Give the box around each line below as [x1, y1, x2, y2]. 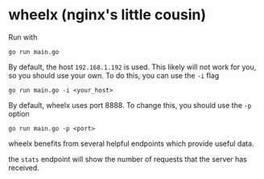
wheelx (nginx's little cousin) [8, 6, 207, 24]
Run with [8, 32, 38, 42]
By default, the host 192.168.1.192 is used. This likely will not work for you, [8, 62, 257, 72]
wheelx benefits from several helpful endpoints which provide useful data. [8, 139, 255, 148]
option [8, 109, 30, 119]
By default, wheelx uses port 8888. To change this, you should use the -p [8, 100, 252, 110]
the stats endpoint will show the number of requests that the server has [8, 154, 247, 164]
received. [8, 163, 40, 173]
